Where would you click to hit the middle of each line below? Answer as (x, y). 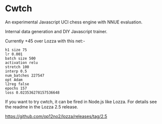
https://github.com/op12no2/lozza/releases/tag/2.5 (56, 116)
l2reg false (17, 84)
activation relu (21, 62)
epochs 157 (16, 88)
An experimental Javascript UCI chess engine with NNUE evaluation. (74, 22)
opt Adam (14, 80)
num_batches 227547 (25, 75)
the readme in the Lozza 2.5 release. (42, 107)
